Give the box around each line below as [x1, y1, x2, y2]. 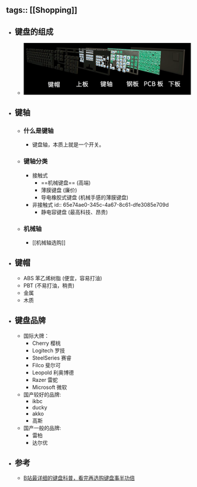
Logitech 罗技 [32, 347, 66, 354]
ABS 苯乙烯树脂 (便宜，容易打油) [23, 274, 103, 281]
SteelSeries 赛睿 [32, 354, 72, 361]
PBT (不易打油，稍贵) [23, 282, 75, 289]
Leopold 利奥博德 [32, 369, 74, 376]
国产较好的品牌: [23, 391, 62, 398]
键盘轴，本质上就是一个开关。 [32, 141, 104, 148]
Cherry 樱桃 [32, 340, 61, 347]
